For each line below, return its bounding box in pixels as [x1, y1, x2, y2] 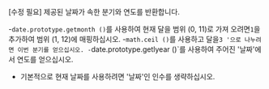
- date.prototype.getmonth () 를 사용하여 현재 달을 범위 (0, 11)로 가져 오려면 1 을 [8, 24, 261, 34]
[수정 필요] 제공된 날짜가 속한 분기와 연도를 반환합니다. [8, 7, 181, 16]
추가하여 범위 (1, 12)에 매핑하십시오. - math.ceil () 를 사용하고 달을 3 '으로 [8, 35, 241, 44]
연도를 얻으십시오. [16, 55, 74, 64]
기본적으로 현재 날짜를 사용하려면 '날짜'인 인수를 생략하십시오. [19, 72, 216, 81]
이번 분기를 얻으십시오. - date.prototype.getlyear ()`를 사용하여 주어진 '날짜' [17, 44, 255, 54]
